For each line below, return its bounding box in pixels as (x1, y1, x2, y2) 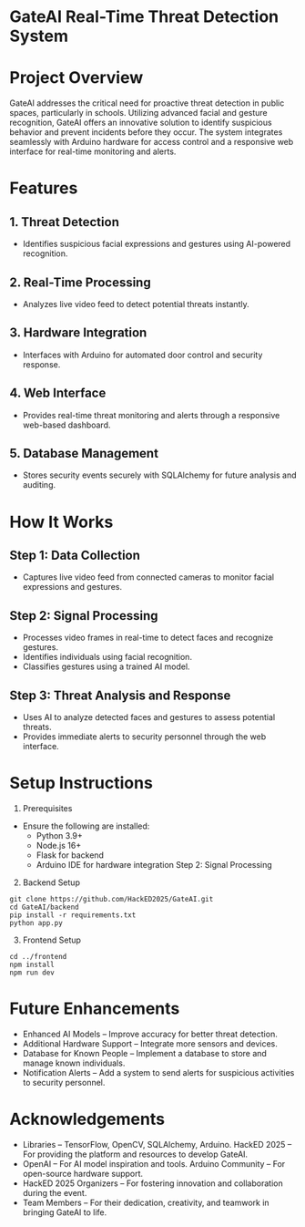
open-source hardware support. (22, 1168, 144, 1179)
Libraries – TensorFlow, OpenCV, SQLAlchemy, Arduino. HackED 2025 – (22, 1139, 292, 1150)
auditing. (22, 479, 56, 490)
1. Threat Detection (9, 214, 120, 230)
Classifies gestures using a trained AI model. (22, 661, 190, 672)
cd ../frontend (9, 952, 67, 961)
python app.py (9, 918, 64, 927)
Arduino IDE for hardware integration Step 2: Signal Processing (36, 859, 273, 870)
